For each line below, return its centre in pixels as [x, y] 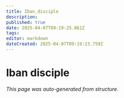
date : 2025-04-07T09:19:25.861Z [45, 28]
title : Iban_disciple [32, 11]
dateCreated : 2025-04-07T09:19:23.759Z [55, 44]
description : [22, 17]
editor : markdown [27, 38]
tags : [13, 33]
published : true [26, 22]
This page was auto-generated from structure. [62, 89]
